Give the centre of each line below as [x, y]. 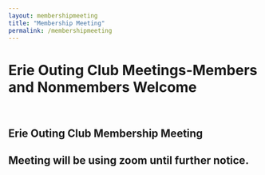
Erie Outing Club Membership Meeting [106, 133]
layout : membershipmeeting [53, 16]
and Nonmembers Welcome [103, 87]
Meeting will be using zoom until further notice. [129, 161]
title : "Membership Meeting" [57, 23]
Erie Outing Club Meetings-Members [133, 70]
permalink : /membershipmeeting [60, 30]
